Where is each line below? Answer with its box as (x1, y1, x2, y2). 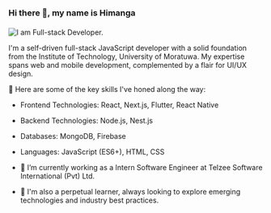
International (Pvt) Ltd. (19, 171, 95, 181)
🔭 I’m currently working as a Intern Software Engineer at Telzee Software (19, 162, 263, 172)
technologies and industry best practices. (19, 195, 159, 205)
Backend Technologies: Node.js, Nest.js (19, 115, 154, 125)
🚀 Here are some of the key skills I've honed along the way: (8, 84, 206, 94)
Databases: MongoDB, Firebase (19, 131, 127, 140)
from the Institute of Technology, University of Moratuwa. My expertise (8, 52, 245, 61)
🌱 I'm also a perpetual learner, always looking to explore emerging (19, 186, 241, 196)
